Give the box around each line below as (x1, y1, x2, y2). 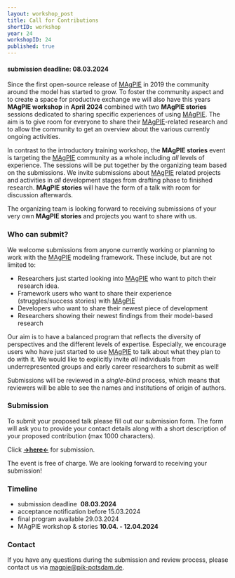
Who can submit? (7, 230, 69, 239)
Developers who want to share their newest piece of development (17, 303, 208, 313)
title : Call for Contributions (7, 17, 99, 24)
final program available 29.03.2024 (17, 515, 119, 523)
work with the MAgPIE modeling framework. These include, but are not (7, 253, 213, 261)
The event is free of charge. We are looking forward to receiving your (7, 459, 208, 467)
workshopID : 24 (7, 37, 52, 44)
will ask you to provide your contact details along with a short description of (7, 424, 227, 433)
